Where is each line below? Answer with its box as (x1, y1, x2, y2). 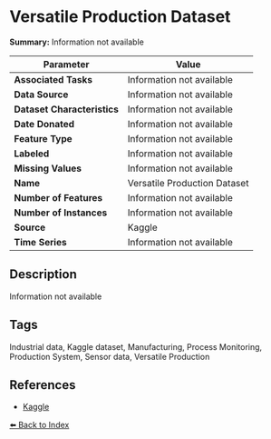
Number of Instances (14, 206, 108, 219)
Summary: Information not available (9, 36, 145, 47)
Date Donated (14, 117, 75, 130)
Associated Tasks (14, 73, 93, 85)
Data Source (14, 88, 69, 101)
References (9, 377, 76, 393)
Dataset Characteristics (14, 103, 120, 115)
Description (9, 266, 77, 283)
